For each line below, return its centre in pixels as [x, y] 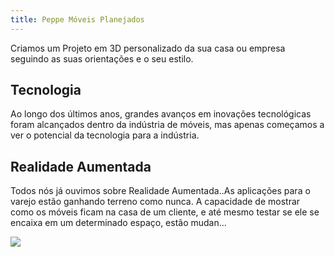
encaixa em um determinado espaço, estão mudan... [118, 223]
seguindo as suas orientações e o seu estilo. [102, 58]
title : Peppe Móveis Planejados [77, 19]
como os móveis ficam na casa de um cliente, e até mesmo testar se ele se [165, 212]
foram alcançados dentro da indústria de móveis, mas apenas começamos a [167, 125]
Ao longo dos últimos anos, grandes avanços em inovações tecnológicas [161, 114]
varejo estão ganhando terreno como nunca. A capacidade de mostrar [155, 202]
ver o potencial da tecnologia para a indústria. [105, 135]
